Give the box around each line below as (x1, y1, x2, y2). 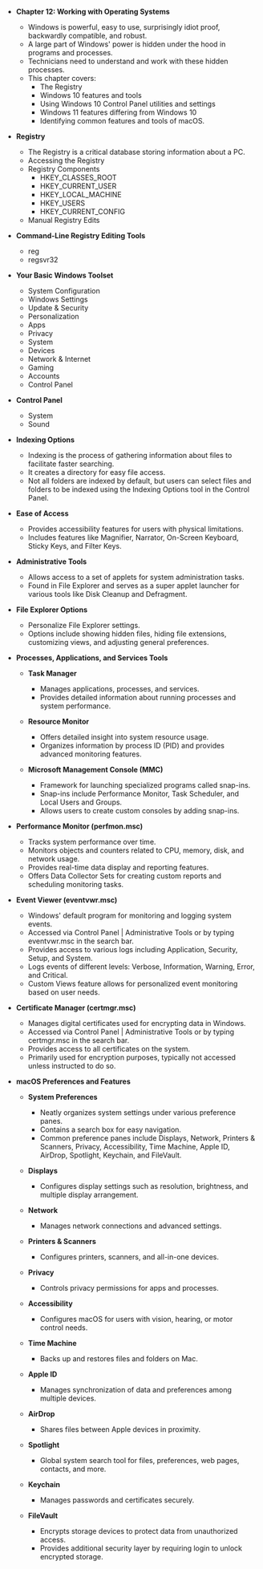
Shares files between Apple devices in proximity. (39, 1425, 201, 1434)
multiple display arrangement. (39, 1190, 139, 1199)
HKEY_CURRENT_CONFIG (39, 207, 126, 216)
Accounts (27, 371, 60, 380)
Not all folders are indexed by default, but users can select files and (27, 476, 252, 485)
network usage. (27, 854, 80, 863)
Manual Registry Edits (27, 216, 100, 225)
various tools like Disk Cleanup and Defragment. (27, 590, 188, 598)
